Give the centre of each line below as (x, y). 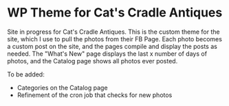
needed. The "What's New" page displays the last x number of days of (107, 54)
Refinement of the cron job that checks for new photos (95, 95)
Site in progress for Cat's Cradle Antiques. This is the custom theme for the (113, 32)
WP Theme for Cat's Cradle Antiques (115, 13)
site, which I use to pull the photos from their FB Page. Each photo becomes (115, 39)
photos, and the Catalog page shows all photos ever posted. (92, 61)
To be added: (26, 74)
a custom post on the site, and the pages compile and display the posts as (112, 46)
